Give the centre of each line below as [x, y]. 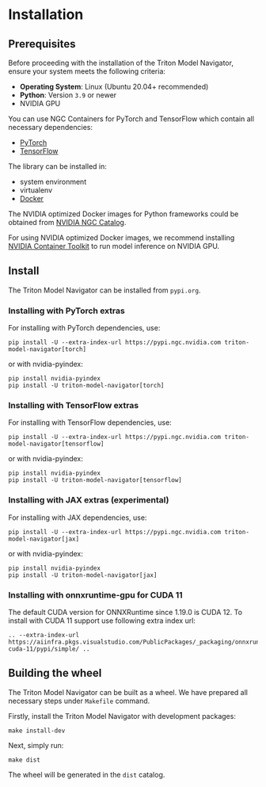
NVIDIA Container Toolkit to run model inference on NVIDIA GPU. [114, 246]
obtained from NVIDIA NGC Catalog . [67, 222]
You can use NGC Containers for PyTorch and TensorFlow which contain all [131, 119]
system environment [53, 181]
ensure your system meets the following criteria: [87, 71]
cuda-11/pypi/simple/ [44, 649]
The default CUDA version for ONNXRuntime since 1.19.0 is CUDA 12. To [125, 612]
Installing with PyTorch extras [66, 311]
